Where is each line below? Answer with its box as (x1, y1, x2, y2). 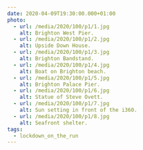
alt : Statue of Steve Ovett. (19, 94, 104, 101)
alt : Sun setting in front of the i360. (19, 106, 137, 113)
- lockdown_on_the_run (13, 132, 79, 139)
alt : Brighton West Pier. (19, 29, 95, 37)
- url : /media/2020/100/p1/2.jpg (13, 36, 110, 43)
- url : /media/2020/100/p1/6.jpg (13, 87, 110, 94)
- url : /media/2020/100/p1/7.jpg (13, 100, 110, 107)
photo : (7, 17, 26, 24)
